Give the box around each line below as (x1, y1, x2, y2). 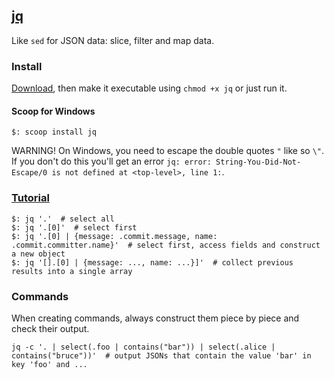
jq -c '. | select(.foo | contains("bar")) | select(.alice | (11, 342, 276, 352)
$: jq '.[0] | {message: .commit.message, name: (11, 231, 218, 241)
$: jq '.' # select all (11, 214, 115, 224)
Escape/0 (11, 168, 48, 178)
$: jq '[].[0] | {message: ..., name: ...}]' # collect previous (11, 257, 294, 268)
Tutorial (11, 191, 50, 205)
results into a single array (11, 266, 133, 276)
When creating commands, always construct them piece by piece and (11, 312, 300, 324)
